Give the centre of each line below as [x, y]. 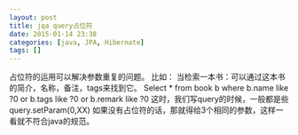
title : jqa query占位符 [51, 26]
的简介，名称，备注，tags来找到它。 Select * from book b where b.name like [149, 88]
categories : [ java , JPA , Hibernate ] [77, 42]
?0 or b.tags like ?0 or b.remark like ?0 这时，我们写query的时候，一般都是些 [149, 99]
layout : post [33, 17]
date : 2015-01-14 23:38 [53, 34]
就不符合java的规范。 [55, 122]
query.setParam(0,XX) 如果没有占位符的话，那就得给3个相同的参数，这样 [143, 110]
